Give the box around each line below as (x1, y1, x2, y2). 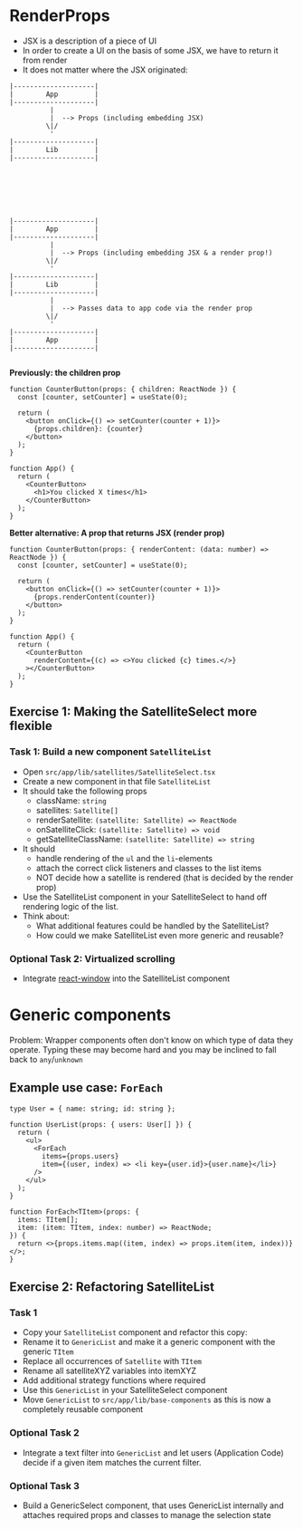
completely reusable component (22, 1404, 144, 1415)
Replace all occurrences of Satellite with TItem (22, 1356, 202, 1367)
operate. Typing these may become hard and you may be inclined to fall (9, 1043, 278, 1055)
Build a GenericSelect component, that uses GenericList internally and (22, 1500, 284, 1511)
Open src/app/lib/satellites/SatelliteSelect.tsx (22, 766, 216, 777)
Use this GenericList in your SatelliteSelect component (22, 1385, 228, 1396)
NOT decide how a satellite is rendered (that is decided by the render (35, 871, 294, 883)
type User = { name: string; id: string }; (9, 1104, 176, 1113)
